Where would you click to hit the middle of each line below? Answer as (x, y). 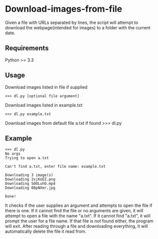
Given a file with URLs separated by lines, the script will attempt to (72, 22)
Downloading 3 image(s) (29, 175)
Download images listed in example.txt (44, 105)
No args (13, 154)
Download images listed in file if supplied (46, 87)
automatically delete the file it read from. (46, 231)
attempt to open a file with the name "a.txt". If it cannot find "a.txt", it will (78, 216)
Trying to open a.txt (27, 158)
